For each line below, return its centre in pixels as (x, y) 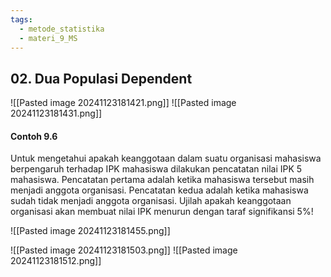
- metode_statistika (62, 29)
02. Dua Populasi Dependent (101, 78)
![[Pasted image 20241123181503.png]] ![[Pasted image (124, 250)
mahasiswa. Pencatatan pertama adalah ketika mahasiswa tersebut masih (162, 180)
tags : (21, 19)
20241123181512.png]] (56, 261)
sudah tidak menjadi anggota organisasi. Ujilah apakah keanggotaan (151, 201)
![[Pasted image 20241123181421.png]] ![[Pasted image (123, 103)
